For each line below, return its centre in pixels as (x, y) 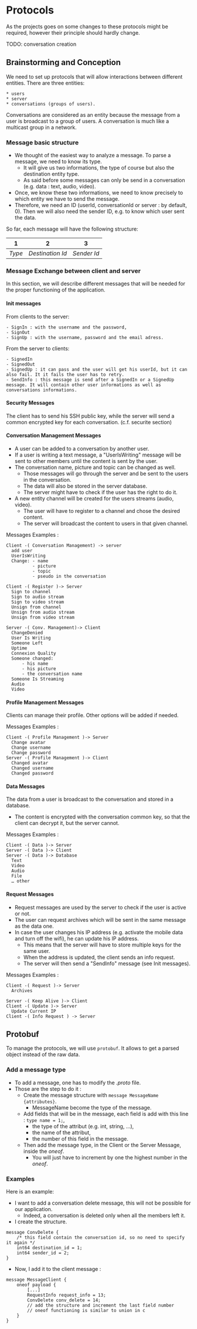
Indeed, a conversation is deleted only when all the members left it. (104, 1215)
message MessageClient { (36, 1280)
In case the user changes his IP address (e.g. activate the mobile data (99, 932)
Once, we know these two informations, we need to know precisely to (99, 193)
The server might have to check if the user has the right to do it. (100, 492)
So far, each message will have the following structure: (72, 229)
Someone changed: (33, 658)
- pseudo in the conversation (69, 576)
